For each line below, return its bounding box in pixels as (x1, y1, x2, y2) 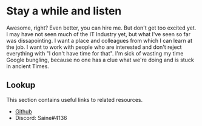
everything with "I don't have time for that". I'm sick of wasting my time (6, 49, 184, 57)
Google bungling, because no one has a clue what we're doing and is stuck (6, 56, 194, 63)
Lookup (6, 80, 36, 90)
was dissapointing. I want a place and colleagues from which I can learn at (6, 37, 193, 44)
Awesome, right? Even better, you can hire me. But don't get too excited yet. (6, 24, 197, 31)
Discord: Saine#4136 (15, 114, 67, 121)
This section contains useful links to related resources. (6, 96, 143, 103)
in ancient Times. (6, 62, 50, 70)
